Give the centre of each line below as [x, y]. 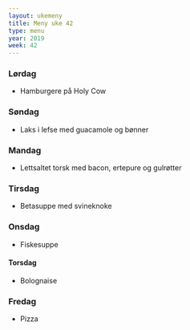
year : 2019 [26, 38]
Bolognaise [38, 280]
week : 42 [23, 46]
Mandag [25, 150]
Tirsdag [24, 188]
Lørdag [22, 74]
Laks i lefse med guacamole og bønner [84, 129]
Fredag [22, 301]
